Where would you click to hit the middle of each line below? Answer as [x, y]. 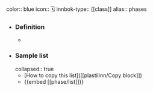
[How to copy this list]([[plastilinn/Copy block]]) [83, 75]
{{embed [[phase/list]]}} [54, 81]
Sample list [32, 55]
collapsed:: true [34, 69]
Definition [30, 27]
